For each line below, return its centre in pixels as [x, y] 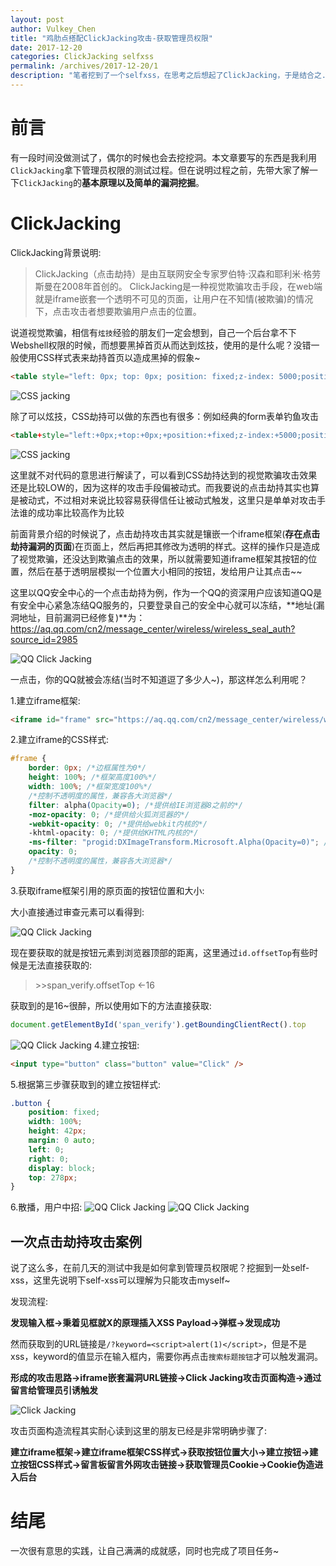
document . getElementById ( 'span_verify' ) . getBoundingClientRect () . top [158, 1024]
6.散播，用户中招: [46, 1207]
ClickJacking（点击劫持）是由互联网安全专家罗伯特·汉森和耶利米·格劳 [178, 273]
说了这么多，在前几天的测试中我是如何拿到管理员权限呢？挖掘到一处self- [160, 1268]
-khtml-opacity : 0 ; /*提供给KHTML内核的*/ [113, 833]
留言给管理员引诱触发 [54, 1390]
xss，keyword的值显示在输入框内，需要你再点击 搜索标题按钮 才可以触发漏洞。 [167, 1357]
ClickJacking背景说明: [56, 252]
